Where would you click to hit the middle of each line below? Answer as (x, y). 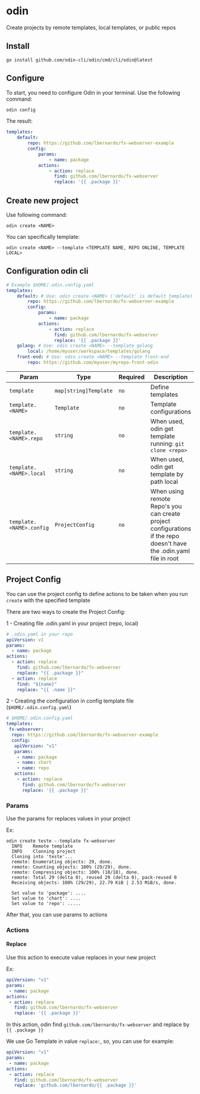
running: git (167, 443)
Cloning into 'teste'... (42, 856)
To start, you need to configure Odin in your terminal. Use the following (93, 92)
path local (164, 481)
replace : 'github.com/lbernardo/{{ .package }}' (75, 1086)
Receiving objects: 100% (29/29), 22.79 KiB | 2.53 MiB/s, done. (94, 882)
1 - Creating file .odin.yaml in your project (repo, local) (72, 623)
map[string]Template (84, 391)
